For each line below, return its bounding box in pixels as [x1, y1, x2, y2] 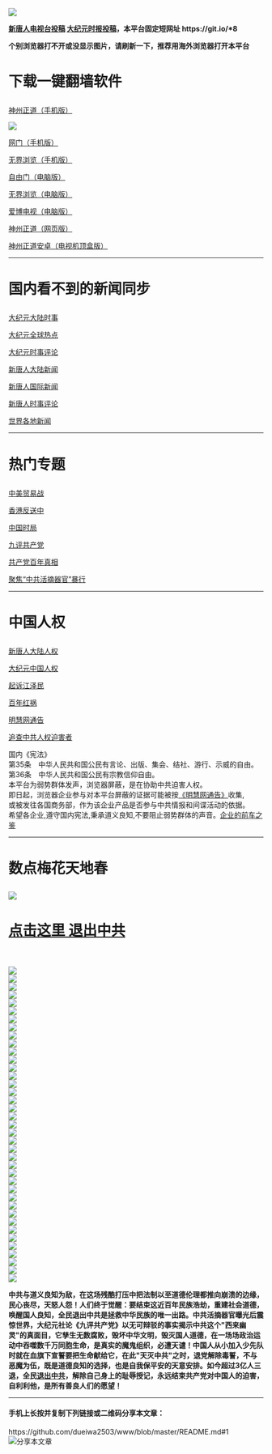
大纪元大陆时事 [8, 312, 58, 323]
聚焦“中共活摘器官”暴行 [8, 574, 87, 584]
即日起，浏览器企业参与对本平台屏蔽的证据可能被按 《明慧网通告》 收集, [8, 789, 245, 799]
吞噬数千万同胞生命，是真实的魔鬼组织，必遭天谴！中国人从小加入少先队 [22, 1340, 264, 1350]
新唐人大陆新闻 [8, 364, 58, 374]
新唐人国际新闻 [8, 381, 58, 392]
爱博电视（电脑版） [8, 206, 73, 216]
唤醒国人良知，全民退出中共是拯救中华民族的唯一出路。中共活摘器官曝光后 [8, 1310, 257, 1320]
